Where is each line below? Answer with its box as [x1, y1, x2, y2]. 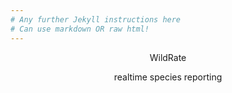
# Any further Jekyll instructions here [10, 14, 182, 25]
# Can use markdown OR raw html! [10, 24, 150, 34]
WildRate [149, 51, 187, 63]
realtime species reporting [113, 71, 223, 83]
